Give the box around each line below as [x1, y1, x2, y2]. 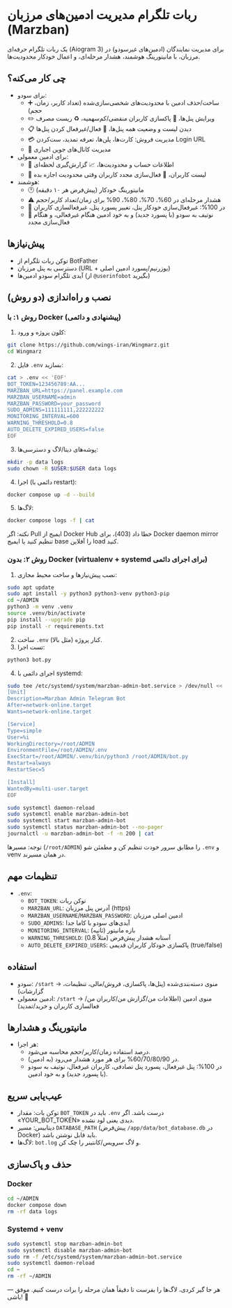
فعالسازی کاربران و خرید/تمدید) [17, 1001, 100, 1010]
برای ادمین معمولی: [17, 152, 69, 160]
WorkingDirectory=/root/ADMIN [7, 740, 95, 747]
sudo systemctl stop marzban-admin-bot [7, 1240, 123, 1247]
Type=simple [7, 727, 42, 734]
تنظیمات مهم [7, 870, 57, 882]
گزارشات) [17, 987, 44, 995]
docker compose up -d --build [7, 491, 95, 498]
